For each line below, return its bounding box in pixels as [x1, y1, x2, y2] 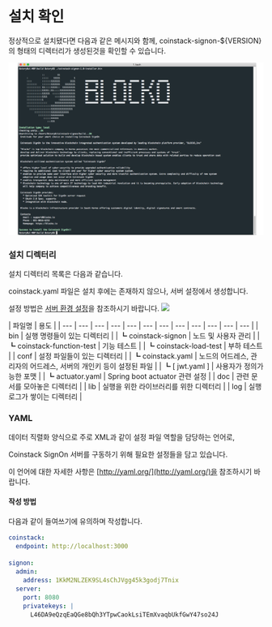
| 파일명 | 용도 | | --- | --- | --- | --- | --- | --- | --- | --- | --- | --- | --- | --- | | [8, 321, 259, 331]
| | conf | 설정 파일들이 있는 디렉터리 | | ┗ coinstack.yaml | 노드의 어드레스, [8, 351, 249, 361]
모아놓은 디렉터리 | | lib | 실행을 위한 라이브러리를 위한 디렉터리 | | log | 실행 [23, 382, 262, 392]
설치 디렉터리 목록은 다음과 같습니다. [8, 269, 123, 279]
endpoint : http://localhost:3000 [15, 542, 129, 550]
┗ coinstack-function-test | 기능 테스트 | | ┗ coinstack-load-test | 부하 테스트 [8, 341, 263, 351]
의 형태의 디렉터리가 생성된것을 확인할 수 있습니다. [8, 45, 167, 55]
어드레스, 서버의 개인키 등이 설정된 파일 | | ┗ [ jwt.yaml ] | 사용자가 [29, 362, 243, 371]
